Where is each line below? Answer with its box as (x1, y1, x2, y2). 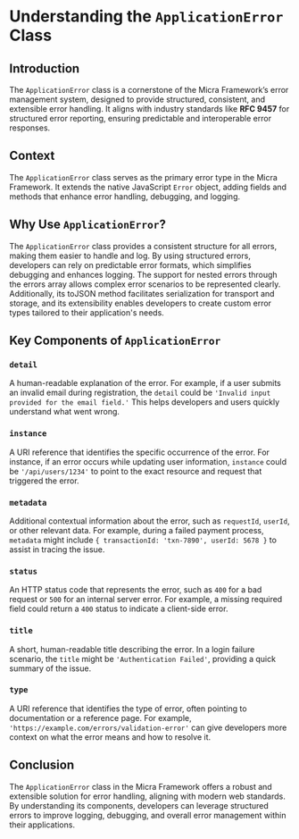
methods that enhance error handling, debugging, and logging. (9, 190, 241, 202)
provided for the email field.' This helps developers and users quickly (9, 397, 280, 407)
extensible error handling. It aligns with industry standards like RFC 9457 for (9, 104, 290, 113)
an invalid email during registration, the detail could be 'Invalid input (9, 387, 271, 399)
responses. (9, 122, 51, 133)
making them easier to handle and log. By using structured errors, (9, 250, 252, 261)
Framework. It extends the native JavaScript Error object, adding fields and (9, 181, 287, 192)
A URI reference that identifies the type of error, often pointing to (9, 703, 247, 714)
